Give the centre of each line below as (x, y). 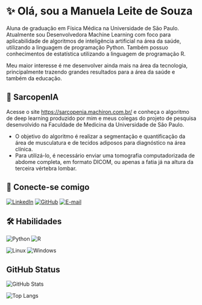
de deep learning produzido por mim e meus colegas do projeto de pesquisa (101, 118)
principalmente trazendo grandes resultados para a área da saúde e (91, 72)
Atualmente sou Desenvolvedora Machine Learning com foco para (89, 34)
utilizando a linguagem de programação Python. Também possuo (87, 47)
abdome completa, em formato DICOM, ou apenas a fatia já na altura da (104, 162)
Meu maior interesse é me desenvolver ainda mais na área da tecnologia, (97, 65)
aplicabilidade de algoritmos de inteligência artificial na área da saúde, (94, 41)
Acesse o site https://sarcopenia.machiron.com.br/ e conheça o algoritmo (98, 112)
